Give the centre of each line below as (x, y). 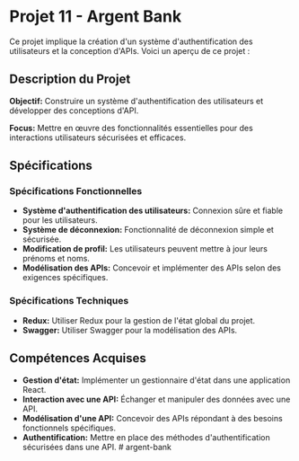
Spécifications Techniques (69, 301)
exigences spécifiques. (65, 278)
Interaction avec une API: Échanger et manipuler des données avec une (156, 399)
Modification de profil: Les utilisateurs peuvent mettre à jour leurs (145, 249)
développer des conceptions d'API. (74, 111)
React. (34, 389)
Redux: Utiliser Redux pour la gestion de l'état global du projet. (139, 320)
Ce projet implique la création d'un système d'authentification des (131, 41)
